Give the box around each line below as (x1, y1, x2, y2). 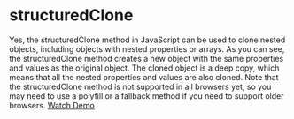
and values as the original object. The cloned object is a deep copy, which (9, 63, 280, 73)
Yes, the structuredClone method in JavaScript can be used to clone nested (9, 34, 286, 45)
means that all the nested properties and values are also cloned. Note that (9, 71, 279, 82)
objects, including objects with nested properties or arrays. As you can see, (9, 43, 285, 54)
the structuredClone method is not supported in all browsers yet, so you (9, 81, 272, 92)
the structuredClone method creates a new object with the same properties (9, 53, 284, 63)
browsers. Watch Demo (9, 100, 95, 110)
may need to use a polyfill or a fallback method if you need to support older (9, 90, 284, 101)
